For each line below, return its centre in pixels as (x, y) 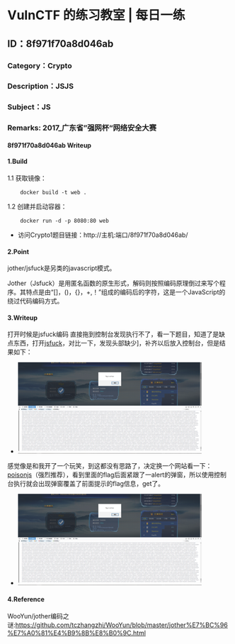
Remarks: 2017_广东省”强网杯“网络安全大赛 (82, 128)
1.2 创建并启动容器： (37, 206)
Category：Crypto (40, 65)
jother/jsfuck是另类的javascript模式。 (62, 268)
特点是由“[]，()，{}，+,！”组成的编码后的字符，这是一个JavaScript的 (126, 292)
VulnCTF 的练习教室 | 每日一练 (96, 15)
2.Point (18, 251)
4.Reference (26, 599)
